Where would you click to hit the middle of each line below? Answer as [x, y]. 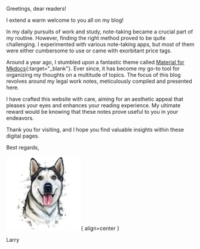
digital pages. [23, 136]
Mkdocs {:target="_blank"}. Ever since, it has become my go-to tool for [93, 69]
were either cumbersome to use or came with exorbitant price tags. [89, 51]
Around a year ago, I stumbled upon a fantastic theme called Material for [96, 62]
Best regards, [23, 147]
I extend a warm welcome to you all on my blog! [65, 20]
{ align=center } [100, 228]
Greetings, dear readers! [36, 9]
